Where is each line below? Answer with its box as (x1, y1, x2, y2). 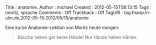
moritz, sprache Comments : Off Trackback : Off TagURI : (5, 9, 123, 15)
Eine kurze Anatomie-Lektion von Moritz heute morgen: (5, 24, 119, 30)
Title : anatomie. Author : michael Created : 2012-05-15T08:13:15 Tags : (5, 4, 151, 10)
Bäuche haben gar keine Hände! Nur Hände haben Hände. (17, 34, 137, 40)
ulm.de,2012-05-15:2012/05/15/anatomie (5, 15, 89, 20)
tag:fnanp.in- (124, 9, 151, 15)
